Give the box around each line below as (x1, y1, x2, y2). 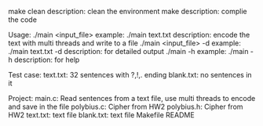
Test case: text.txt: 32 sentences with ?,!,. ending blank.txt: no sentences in (8, 70, 253, 79)
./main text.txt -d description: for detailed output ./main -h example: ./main (8, 47, 249, 56)
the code (8, 15, 38, 24)
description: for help (14, 55, 80, 64)
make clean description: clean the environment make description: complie (8, 7, 247, 16)
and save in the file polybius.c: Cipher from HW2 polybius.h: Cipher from (8, 102, 243, 111)
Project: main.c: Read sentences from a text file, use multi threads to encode (8, 94, 256, 103)
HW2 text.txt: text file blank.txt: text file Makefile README (8, 110, 195, 120)
